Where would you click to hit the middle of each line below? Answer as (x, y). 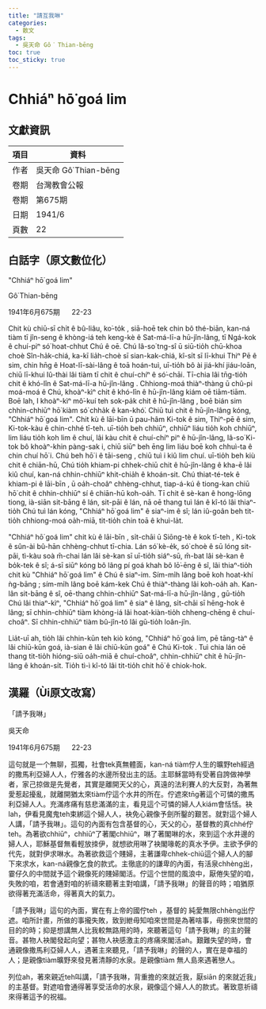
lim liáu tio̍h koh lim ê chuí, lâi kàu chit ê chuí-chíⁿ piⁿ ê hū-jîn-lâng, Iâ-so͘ (126, 437)
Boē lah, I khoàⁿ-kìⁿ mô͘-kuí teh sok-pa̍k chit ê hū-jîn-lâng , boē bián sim (125, 400)
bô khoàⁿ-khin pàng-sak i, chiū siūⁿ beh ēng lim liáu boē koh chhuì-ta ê (136, 447)
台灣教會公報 (60, 185)
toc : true (25, 52)
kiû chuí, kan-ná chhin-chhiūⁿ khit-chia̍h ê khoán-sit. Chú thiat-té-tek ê (124, 474)
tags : (17, 38)
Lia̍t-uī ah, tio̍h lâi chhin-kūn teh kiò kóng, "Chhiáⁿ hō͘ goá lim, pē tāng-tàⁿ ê (131, 638)
